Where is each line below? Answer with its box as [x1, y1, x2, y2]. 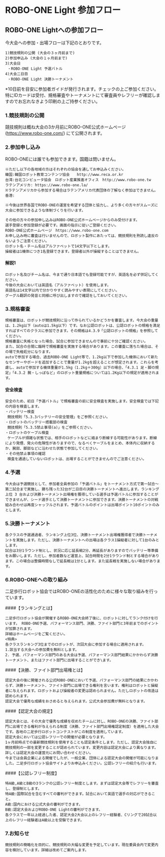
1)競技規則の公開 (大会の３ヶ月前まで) [5, 50, 75, 55]
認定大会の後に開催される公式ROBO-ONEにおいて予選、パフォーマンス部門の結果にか [5, 678, 151, 683]
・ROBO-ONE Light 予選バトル [7, 66, 63, 71]
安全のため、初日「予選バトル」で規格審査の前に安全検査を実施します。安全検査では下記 [5, 399, 159, 404]
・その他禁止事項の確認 [5, 451, 46, 456]
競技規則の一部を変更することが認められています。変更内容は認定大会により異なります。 [5, 745, 159, 750]
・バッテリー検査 [5, 409, 35, 414]
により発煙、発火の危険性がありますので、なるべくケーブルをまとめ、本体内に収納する [5, 441, 155, 446]
